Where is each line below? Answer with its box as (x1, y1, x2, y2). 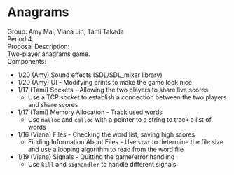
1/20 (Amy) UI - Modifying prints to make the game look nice (17, 78, 193, 86)
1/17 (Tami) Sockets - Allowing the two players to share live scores (17, 85, 209, 94)
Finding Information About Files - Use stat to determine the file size (27, 137, 224, 146)
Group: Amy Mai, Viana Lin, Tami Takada (7, 27, 124, 36)
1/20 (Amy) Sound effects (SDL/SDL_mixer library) (17, 71, 163, 79)
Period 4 (7, 34, 32, 43)
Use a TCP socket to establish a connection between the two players (27, 92, 227, 101)
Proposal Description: (7, 42, 70, 50)
